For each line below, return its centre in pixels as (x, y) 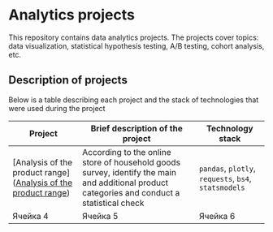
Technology (230, 128)
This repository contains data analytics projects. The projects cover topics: (134, 37)
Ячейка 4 (30, 216)
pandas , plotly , (227, 168)
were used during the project (57, 108)
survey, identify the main (130, 172)
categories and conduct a (131, 192)
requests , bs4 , (225, 178)
